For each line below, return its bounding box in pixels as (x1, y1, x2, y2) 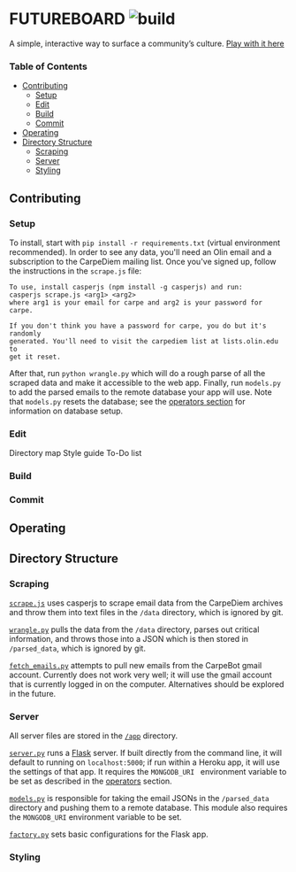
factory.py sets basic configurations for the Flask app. (9, 829, 209, 840)
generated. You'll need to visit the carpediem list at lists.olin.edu (9, 336, 278, 345)
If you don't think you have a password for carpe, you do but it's (9, 321, 267, 330)
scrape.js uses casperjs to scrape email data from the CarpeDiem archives (9, 598, 284, 608)
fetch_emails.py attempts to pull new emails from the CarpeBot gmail (9, 660, 262, 671)
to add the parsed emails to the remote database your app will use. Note (9, 386, 272, 397)
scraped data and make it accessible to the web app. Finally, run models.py (9, 377, 281, 388)
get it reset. (9, 352, 62, 361)
